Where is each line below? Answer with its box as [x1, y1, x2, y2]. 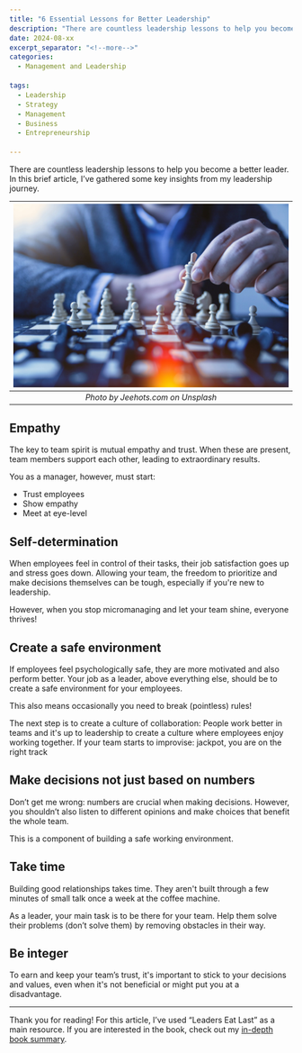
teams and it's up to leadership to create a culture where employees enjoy [9, 728, 284, 739]
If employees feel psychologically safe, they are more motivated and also [9, 664, 280, 675]
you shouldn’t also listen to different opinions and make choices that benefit [9, 806, 290, 817]
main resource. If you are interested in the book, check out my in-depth [9, 1024, 274, 1035]
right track [9, 747, 48, 758]
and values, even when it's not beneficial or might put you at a [9, 979, 240, 990]
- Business [17, 119, 58, 128]
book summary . [9, 1034, 67, 1045]
